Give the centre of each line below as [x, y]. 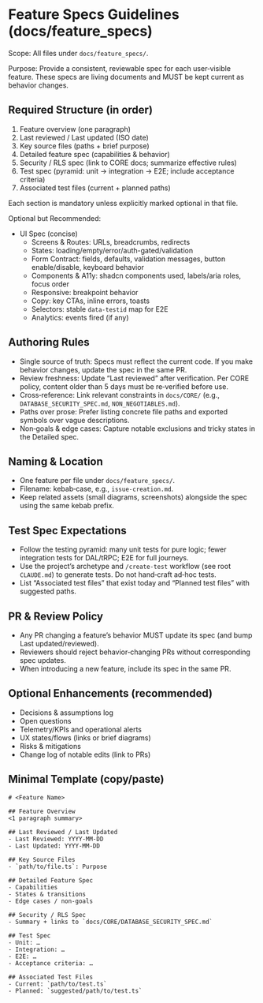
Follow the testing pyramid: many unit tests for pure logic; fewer [123, 549]
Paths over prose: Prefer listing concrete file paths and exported [124, 411]
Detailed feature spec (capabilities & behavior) [95, 154]
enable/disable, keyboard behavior [87, 267]
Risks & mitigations [50, 746]
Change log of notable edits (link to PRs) [85, 754]
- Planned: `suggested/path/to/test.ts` [76, 991]
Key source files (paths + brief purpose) [84, 146]
